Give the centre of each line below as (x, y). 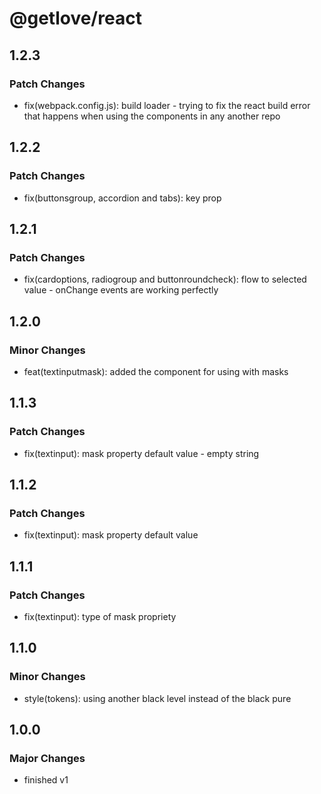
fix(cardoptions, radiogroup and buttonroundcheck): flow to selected (165, 279)
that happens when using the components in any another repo (152, 116)
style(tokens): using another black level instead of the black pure (157, 698)
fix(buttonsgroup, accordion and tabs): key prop (122, 198)
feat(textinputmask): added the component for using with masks (156, 371)
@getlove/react (75, 18)
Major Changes (47, 758)
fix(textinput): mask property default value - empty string (141, 453)
